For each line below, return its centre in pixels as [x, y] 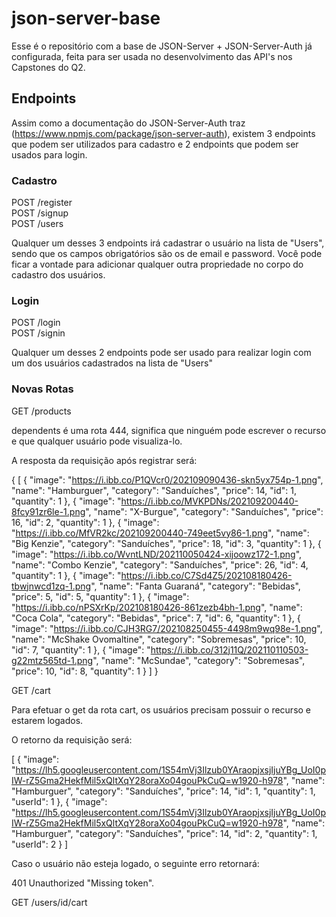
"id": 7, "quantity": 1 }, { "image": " [81, 649]
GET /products [41, 411]
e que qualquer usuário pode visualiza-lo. [97, 441]
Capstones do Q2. [48, 67]
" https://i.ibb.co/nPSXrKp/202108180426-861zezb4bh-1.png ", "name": [157, 607]
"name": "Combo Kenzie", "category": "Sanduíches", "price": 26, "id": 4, [160, 564]
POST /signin [38, 333]
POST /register [42, 203]
